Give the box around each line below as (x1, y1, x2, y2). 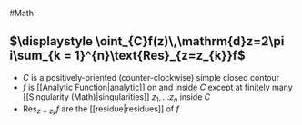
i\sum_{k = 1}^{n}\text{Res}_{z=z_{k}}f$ (9, 48, 246, 63)
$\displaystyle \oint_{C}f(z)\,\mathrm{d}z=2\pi (9, 34, 285, 49)
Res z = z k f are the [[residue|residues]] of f (22, 103, 180, 117)
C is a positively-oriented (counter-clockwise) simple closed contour (22, 72, 280, 82)
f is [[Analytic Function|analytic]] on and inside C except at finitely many (22, 82, 293, 92)
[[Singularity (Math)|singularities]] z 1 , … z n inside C (22, 91, 211, 104)
